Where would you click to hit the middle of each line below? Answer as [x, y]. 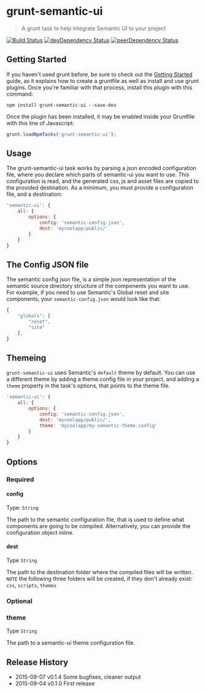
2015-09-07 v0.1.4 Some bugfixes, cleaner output [78, 677]
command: [20, 94]
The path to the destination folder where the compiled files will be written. [100, 572]
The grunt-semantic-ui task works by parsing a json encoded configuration [101, 168]
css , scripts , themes [32, 585]
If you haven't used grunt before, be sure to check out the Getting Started [99, 74]
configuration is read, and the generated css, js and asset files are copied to [103, 181]
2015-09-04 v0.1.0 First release [55, 683]
